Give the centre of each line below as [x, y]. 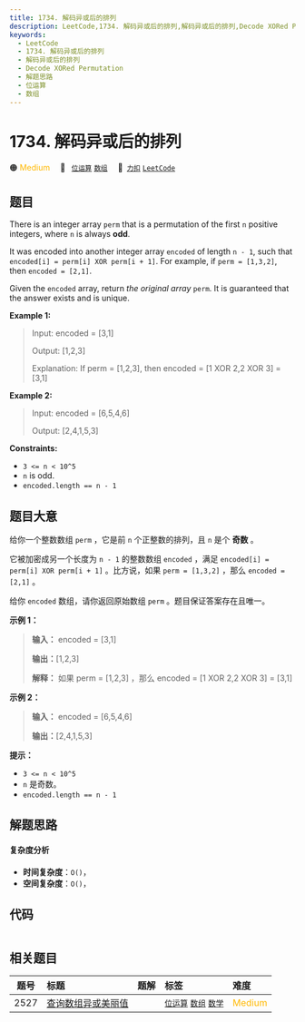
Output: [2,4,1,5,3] [65, 431]
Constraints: [34, 448]
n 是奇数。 [42, 784]
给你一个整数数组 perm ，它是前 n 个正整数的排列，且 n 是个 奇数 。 [134, 540]
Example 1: [30, 316]
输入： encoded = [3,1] [74, 640]
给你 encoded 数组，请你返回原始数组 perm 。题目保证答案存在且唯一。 [140, 601]
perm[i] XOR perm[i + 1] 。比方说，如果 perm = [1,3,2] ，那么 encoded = [148, 570]
